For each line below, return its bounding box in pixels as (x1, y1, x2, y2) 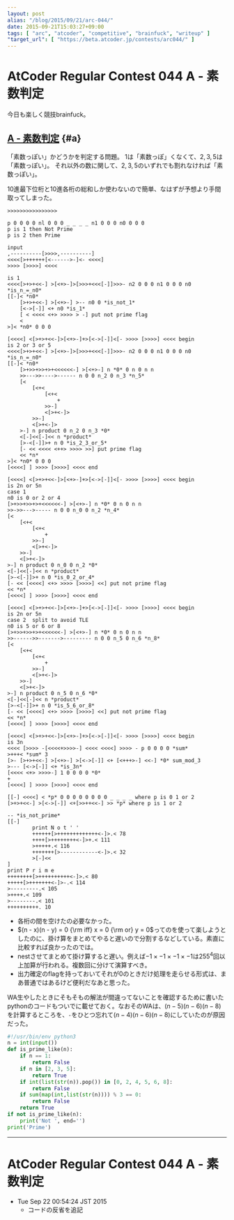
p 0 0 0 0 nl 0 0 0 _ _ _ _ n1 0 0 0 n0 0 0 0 (7, 219, 145, 227)
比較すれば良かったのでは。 (17, 943, 97, 951)
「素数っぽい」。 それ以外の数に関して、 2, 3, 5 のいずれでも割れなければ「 (7, 161, 217, 170)
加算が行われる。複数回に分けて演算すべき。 (23, 960, 151, 969)
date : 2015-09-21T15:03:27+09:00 (7, 23, 104, 30)
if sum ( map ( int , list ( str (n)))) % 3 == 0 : (19, 1092, 142, 1099)
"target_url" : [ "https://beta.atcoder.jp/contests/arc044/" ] (7, 36, 195, 43)
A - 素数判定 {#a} (7, 133, 81, 144)
